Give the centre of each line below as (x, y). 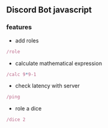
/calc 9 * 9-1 (21, 74)
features (19, 27)
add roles (27, 40)
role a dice (28, 109)
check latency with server (47, 86)
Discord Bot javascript (49, 10)
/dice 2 (16, 120)
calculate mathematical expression (58, 63)
